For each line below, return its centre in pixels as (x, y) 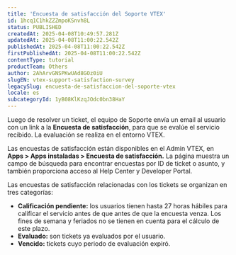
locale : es (23, 93)
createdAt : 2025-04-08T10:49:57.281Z (63, 34)
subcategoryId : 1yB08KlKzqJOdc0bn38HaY (66, 100)
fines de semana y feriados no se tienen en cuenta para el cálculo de (118, 221)
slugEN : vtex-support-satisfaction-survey (71, 80)
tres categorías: (30, 192)
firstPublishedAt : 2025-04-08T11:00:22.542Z (74, 54)
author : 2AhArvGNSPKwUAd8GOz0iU (55, 73)
